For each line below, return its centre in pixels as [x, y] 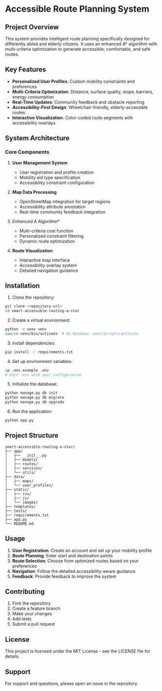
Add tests [22, 619]
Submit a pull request [33, 624]
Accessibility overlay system [48, 265]
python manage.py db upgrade [35, 402]
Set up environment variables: [42, 361]
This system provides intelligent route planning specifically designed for [77, 39]
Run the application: [32, 411]
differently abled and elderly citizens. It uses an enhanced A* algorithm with [81, 44]
